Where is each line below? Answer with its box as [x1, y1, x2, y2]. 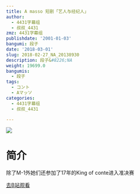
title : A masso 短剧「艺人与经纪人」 [6, 8, 89, 15]
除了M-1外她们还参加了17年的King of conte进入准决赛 [6, 170, 134, 177]
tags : [6, 79, 19, 85]
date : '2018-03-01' [6, 47, 54, 52]
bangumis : [6, 68, 30, 74]
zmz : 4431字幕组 [6, 30, 43, 36]
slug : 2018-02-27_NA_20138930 [6, 52, 80, 58]
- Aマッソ [11, 90, 33, 96]
